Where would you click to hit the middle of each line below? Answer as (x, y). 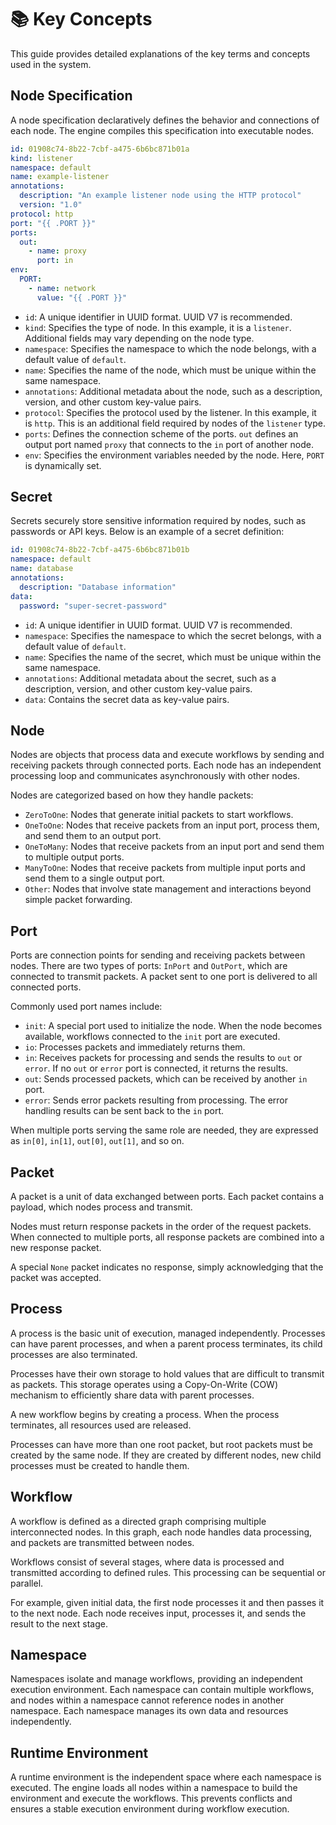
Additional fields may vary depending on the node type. (139, 338)
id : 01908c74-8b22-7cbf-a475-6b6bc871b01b (100, 550)
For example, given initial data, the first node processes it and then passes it (167, 1602)
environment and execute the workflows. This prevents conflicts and (151, 1798)
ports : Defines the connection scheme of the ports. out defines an (161, 433)
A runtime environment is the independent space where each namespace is (166, 1777)
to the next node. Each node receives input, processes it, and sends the (158, 1613)
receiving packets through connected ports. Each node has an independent (166, 765)
